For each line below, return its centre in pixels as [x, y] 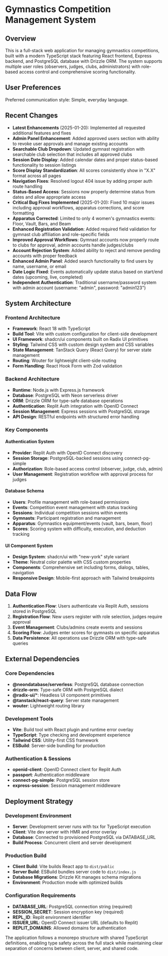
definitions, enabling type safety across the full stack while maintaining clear [84, 943]
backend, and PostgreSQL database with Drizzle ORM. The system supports [84, 61]
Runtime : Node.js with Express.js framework [58, 390]
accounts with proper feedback [45, 256]
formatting [23, 213]
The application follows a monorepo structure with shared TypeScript [76, 937]
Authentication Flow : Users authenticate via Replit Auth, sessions [80, 606]
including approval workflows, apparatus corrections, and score [78, 207]
